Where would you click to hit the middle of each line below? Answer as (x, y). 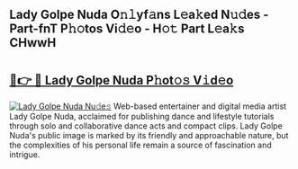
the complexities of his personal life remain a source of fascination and (140, 145)
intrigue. (25, 155)
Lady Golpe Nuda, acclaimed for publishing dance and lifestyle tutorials (142, 116)
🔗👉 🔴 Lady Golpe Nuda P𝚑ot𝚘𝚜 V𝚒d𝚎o (122, 80)
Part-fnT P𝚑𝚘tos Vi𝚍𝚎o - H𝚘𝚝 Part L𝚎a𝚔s (127, 29)
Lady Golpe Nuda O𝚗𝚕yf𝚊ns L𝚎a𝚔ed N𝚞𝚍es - (139, 15)
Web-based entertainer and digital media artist (200, 106)
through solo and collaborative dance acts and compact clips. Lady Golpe (146, 126)
